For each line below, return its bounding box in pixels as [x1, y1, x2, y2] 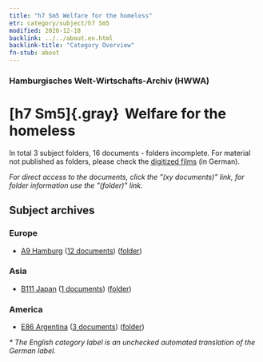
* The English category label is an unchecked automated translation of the [9, 337, 256, 348]
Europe [9, 228, 38, 239]
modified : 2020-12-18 [9, 26, 82, 34]
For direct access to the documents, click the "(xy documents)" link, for [9, 172, 245, 181]
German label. [9, 346, 57, 356]
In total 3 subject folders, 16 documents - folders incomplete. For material [9, 148, 251, 157]
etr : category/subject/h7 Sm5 [9, 19, 110, 27]
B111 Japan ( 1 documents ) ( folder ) [20, 284, 132, 293]
